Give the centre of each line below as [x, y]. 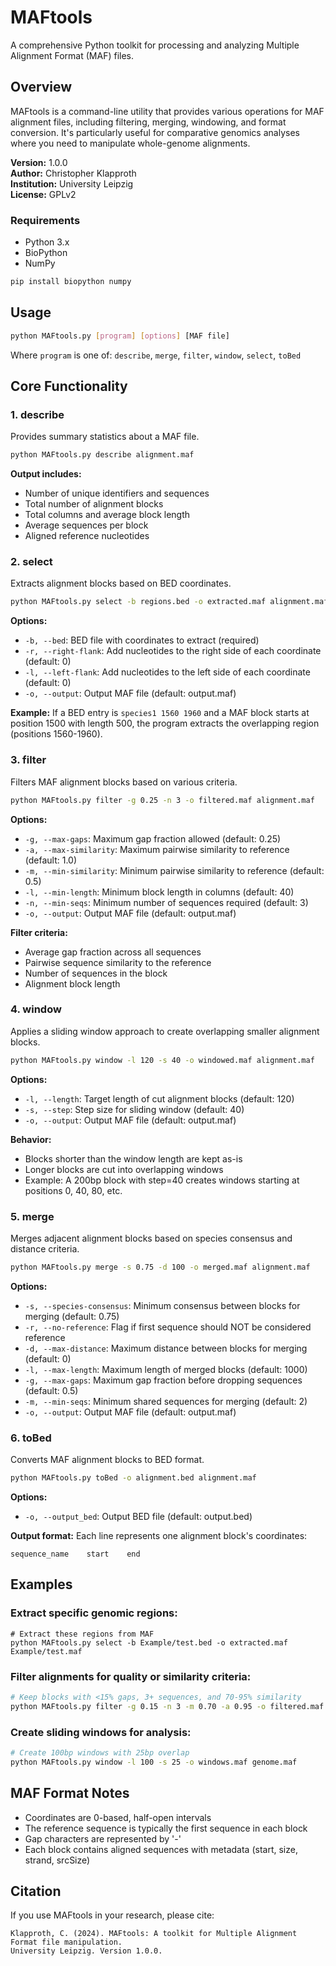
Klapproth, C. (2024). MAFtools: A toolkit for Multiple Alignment [154, 1934]
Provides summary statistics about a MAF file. [105, 437]
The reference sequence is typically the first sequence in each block [166, 1828]
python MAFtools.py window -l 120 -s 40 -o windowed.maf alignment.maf [162, 1060]
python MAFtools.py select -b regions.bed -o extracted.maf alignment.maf [169, 602]
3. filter [28, 760]
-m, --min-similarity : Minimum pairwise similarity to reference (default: [174, 870]
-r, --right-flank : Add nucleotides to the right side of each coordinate [173, 651]
